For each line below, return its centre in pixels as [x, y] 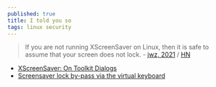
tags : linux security [40, 27]
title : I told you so [40, 21]
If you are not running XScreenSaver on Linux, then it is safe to [117, 47]
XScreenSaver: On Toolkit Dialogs [67, 69]
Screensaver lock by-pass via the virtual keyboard [91, 76]
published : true [31, 14]
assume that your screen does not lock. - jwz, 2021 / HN [108, 54]
